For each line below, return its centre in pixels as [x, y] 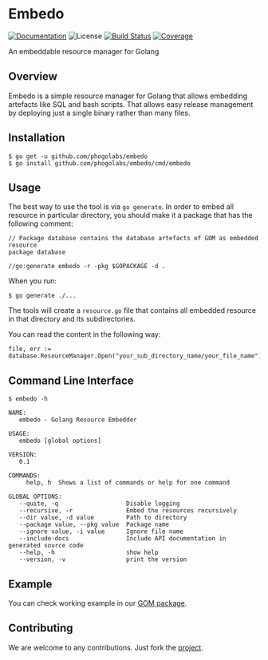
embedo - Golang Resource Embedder [78, 420]
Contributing [41, 628]
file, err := [30, 349]
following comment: [41, 223]
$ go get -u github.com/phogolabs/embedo [78, 156]
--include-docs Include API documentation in [122, 539]
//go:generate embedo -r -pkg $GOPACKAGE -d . [87, 267]
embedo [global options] [60, 441]
